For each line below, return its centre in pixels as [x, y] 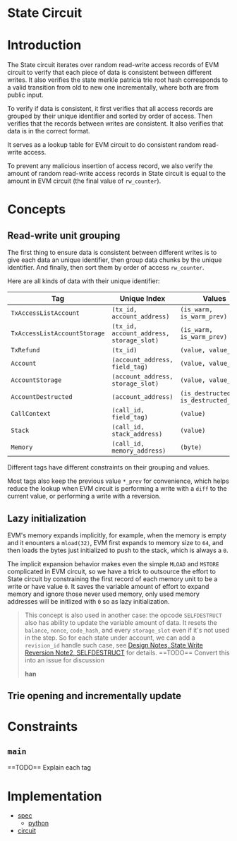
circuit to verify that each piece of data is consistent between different [109, 73]
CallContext [31, 414]
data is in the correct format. [49, 131]
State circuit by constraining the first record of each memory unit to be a [113, 579]
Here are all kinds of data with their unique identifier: [84, 281]
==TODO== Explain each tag [49, 768]
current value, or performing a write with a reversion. [84, 496]
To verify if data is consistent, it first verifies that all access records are [110, 109]
